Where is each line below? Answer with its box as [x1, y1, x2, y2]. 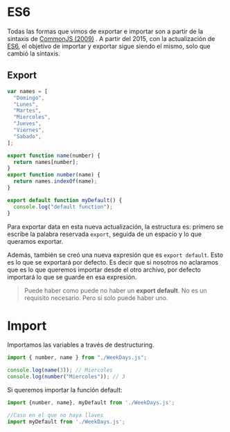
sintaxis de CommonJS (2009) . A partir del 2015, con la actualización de [7, 34, 215, 42]
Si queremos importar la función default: [7, 386, 123, 394]
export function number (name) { [7, 172, 100, 178]
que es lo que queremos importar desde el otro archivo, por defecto [7, 265, 201, 274]
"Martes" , [13, 107, 42, 115]
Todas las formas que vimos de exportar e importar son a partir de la [7, 27, 204, 35]
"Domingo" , [13, 94, 45, 101]
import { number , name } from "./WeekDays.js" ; [7, 354, 148, 361]
